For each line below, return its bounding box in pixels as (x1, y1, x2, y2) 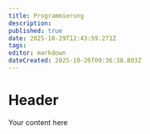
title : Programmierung (8, 11, 84, 20)
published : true (8, 26, 63, 35)
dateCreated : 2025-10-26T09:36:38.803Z (8, 57, 142, 65)
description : (8, 19, 52, 27)
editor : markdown (8, 49, 67, 57)
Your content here (8, 117, 68, 127)
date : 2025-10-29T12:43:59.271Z (8, 34, 116, 43)
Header (8, 91, 59, 109)
